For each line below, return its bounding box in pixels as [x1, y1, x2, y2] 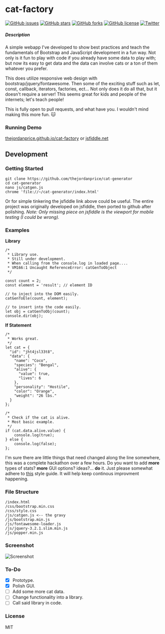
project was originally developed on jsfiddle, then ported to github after [5, 203, 152, 209]
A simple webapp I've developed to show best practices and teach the [5, 44, 150, 50]
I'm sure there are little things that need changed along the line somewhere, [5, 455, 161, 461]
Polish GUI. [12, 583, 36, 589]
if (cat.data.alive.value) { [5, 428, 66, 434]
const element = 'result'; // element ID [5, 283, 93, 288]
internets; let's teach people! [5, 96, 64, 102]
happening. [5, 476, 28, 482]
